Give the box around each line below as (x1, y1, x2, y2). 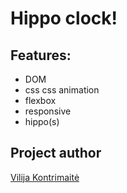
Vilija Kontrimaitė (10, 171, 80, 183)
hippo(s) (24, 116, 60, 127)
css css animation (24, 84, 100, 96)
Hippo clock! (10, 7, 118, 30)
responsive (24, 105, 72, 117)
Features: (10, 47, 72, 64)
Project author (10, 145, 102, 162)
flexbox (24, 95, 57, 106)
